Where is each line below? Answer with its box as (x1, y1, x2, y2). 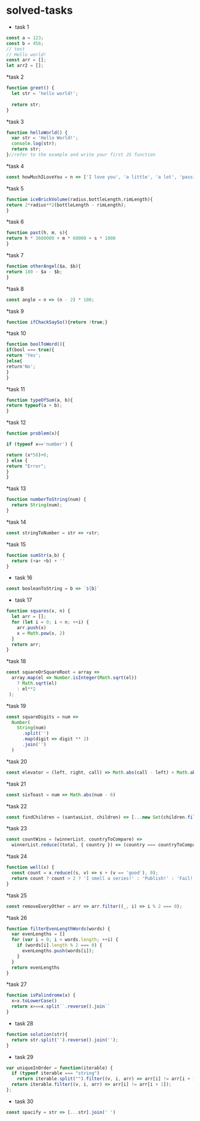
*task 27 (6, 981, 27, 988)
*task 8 (6, 285, 24, 292)
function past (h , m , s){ (6, 230, 68, 236)
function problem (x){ (6, 430, 60, 436)
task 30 (14, 1098, 34, 1105)
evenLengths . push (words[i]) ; (21, 948, 95, 954)
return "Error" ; (6, 463, 46, 469)
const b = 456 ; (6, 40, 44, 47)
